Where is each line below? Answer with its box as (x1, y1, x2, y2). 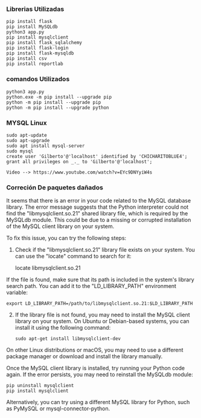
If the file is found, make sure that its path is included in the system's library (6, 276, 194, 283)
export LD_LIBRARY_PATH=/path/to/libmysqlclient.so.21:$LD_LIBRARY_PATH (6, 301, 193, 307)
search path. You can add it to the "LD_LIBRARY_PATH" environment (6, 282, 177, 290)
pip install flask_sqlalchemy (6, 40, 83, 46)
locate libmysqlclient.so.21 (14, 264, 81, 272)
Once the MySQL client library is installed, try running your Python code (6, 365, 185, 372)
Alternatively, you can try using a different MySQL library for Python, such (6, 399, 190, 406)
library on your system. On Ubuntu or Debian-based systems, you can (14, 318, 190, 325)
